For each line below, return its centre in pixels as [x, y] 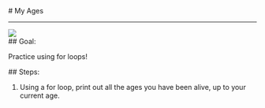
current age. [40, 95]
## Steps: [24, 72]
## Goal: [22, 41]
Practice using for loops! [48, 56]
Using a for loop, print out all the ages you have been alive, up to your [132, 87]
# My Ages [26, 11]
